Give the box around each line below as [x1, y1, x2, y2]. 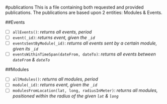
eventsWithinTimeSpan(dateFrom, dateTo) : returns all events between [12, 51, 156, 57]
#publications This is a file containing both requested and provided [5, 4, 144, 10]
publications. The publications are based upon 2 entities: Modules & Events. [5, 9, 162, 15]
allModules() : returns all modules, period [12, 76, 98, 82]
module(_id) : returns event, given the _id [12, 82, 98, 88]
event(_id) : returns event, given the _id [12, 34, 95, 40]
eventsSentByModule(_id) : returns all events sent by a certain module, [12, 40, 157, 46]
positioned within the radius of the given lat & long [12, 93, 119, 99]
